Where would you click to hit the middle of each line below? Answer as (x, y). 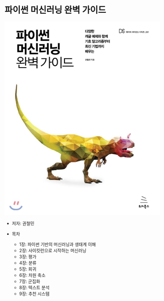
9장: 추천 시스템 (34, 294)
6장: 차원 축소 (32, 275)
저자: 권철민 (23, 224)
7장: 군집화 (30, 281)
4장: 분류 (28, 263)
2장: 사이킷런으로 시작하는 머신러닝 (53, 251)
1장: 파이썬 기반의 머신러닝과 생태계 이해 (57, 244)
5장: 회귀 (28, 269)
